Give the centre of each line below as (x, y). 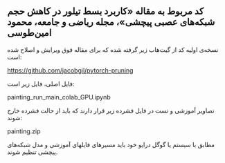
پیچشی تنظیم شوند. (33, 152)
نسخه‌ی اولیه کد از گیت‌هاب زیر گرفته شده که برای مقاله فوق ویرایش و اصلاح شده (113, 49)
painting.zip (24, 131)
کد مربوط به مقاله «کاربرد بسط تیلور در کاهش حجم (106, 11)
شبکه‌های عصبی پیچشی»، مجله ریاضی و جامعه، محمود (111, 22)
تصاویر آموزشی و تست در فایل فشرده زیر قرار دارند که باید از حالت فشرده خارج (111, 111)
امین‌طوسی (29, 33)
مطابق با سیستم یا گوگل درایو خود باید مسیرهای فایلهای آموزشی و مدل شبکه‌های (111, 144)
